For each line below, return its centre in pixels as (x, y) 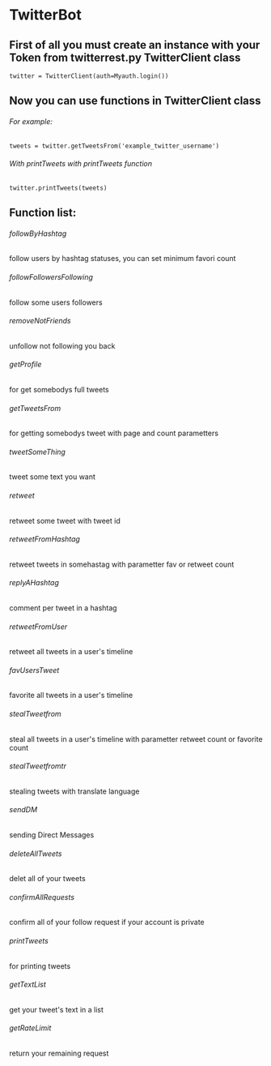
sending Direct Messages (52, 835)
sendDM (23, 810)
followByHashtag (38, 233)
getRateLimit (30, 1028)
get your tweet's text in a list (57, 1009)
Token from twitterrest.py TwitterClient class (125, 57)
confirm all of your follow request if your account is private (107, 923)
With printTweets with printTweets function (81, 164)
